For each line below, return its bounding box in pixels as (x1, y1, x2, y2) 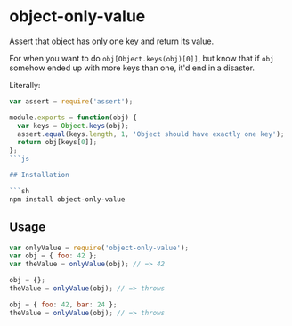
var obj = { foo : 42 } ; (9, 251, 98, 260)
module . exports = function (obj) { (9, 113, 138, 122)
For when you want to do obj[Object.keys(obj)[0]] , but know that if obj (9, 53, 274, 63)
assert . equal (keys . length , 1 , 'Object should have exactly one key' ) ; (17, 129, 285, 139)
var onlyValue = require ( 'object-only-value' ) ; (9, 243, 190, 252)
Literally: (9, 79, 41, 90)
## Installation (9, 171, 69, 180)
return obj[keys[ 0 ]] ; (17, 138, 98, 147)
